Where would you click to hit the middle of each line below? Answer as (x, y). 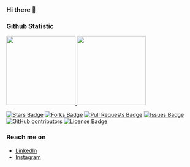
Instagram (28, 157)
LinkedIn (26, 150)
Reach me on (26, 137)
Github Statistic (30, 26)
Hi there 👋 (21, 10)
